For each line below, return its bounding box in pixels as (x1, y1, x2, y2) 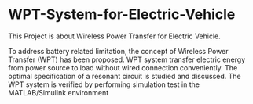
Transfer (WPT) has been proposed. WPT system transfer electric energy (8, 55, 246, 64)
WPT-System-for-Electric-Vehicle (8, 5, 236, 23)
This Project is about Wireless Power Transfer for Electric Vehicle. (8, 31, 222, 41)
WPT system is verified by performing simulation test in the (8, 80, 200, 89)
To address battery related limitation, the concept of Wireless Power (8, 46, 229, 56)
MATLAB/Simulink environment (8, 88, 108, 97)
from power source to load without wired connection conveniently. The (8, 63, 238, 72)
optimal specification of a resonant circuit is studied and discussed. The (8, 71, 241, 81)
